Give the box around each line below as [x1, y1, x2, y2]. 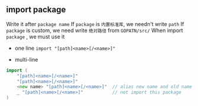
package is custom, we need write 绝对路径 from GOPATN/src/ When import [6, 27, 183, 34]
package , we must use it [6, 33, 65, 40]
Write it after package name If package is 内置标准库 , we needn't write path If [6, 20, 184, 27]
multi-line [14, 56, 39, 63]
